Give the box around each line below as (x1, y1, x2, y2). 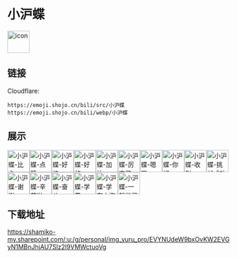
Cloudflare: (7, 86, 40, 95)
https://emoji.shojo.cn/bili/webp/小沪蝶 (7, 109, 128, 116)
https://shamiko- (7, 228, 56, 236)
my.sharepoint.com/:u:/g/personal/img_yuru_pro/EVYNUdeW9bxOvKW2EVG (7, 235, 230, 244)
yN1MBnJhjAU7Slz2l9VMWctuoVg (7, 242, 107, 252)
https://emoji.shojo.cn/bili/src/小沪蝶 (7, 101, 125, 108)
